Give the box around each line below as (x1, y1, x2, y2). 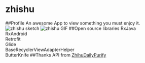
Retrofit (5, 36, 21, 42)
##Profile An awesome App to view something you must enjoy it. (5, 20, 140, 26)
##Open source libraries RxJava (68, 25, 136, 31)
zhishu (5, 3, 34, 15)
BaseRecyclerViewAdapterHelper (5, 46, 75, 52)
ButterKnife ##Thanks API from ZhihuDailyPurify (5, 51, 106, 58)
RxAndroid (5, 30, 27, 36)
